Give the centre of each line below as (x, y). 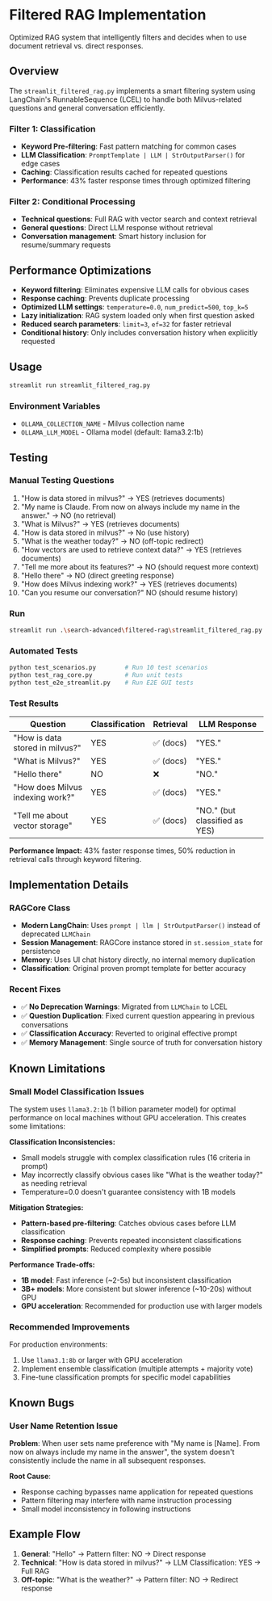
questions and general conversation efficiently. (87, 107)
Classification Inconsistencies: (62, 1141)
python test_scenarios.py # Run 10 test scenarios (109, 668)
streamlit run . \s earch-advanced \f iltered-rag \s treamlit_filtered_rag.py (136, 630)
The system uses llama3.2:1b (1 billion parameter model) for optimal (123, 1109)
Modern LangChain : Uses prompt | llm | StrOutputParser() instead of (140, 925)
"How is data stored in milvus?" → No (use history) (105, 532)
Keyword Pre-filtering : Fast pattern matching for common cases (128, 146)
